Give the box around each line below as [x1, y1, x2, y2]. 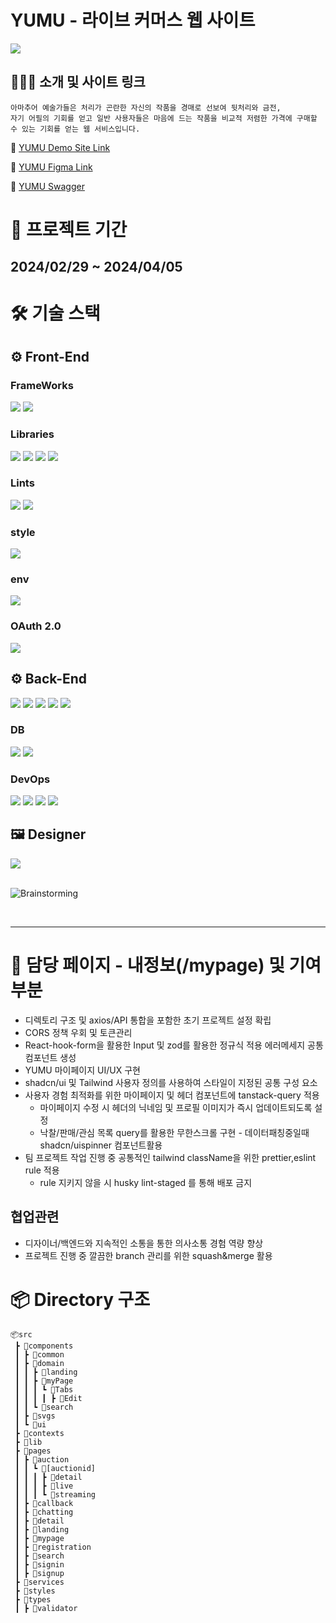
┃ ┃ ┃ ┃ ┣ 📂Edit [14, 1393, 83, 1403]
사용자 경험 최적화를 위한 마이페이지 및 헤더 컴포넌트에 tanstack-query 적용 [24, 1089, 320, 1101]
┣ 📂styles [14, 1586, 56, 1596]
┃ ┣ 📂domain [14, 1358, 65, 1368]
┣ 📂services [14, 1577, 65, 1587]
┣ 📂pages [14, 1446, 52, 1456]
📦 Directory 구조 [10, 1288, 151, 1311]
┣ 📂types [14, 1594, 52, 1605]
